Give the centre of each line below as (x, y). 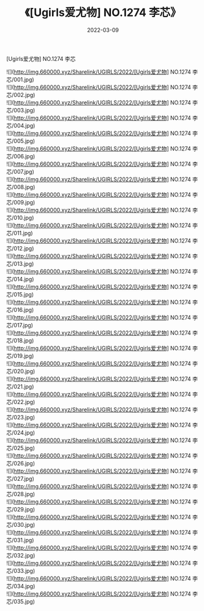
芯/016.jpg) (20, 309)
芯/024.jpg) (21, 432)
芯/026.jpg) (21, 463)
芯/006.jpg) (21, 156)
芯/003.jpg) (21, 110)
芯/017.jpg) (20, 325)
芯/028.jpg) (21, 494)
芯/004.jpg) (21, 125)
